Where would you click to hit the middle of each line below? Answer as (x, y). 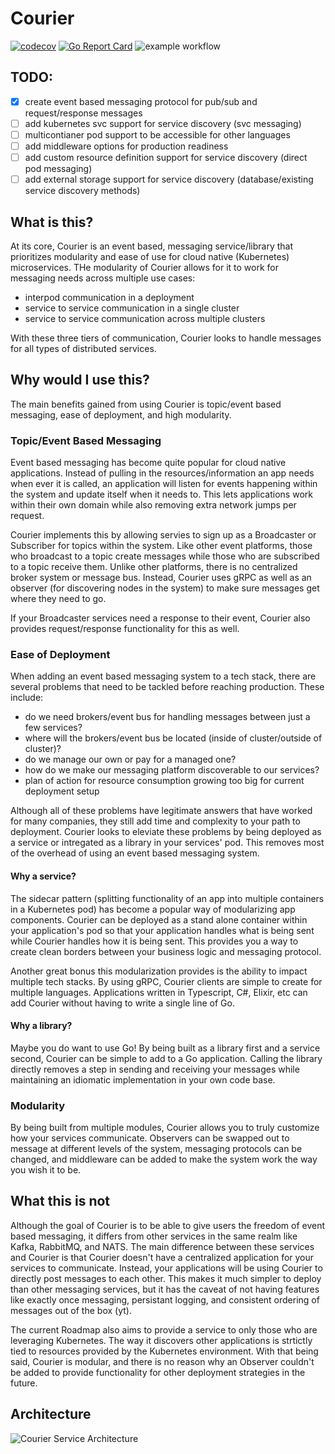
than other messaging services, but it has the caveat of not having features (165, 1289)
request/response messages (83, 113)
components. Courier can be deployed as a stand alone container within (159, 919)
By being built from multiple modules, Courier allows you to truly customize (165, 1128)
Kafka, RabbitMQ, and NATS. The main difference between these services (162, 1246)
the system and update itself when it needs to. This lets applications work (161, 494)
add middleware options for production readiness (126, 146)
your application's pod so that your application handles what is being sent (162, 930)
